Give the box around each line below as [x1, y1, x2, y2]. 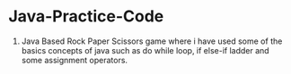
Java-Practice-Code [8, 6, 164, 27]
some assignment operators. [21, 54, 128, 65]
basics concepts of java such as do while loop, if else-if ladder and [21, 45, 270, 55]
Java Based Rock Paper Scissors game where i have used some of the [21, 36, 283, 46]
